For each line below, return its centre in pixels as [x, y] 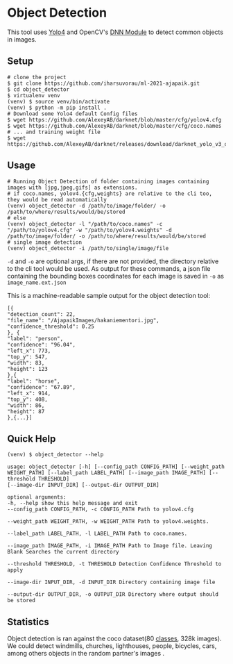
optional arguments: [37, 497]
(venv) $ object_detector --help [55, 455]
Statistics [28, 622]
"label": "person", [35, 338]
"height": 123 [28, 369]
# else [17, 218]
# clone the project [37, 77]
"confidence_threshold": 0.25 [51, 326]
